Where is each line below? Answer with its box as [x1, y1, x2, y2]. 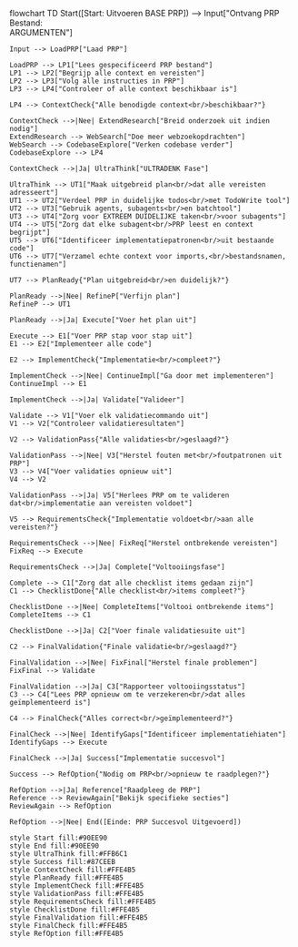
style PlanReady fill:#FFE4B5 [9, 873, 124, 882]
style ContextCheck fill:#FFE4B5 [9, 865, 136, 874]
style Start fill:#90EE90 [9, 833, 107, 842]
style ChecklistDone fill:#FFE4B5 [9, 905, 141, 914]
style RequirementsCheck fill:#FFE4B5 [9, 897, 156, 906]
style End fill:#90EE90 [9, 841, 100, 850]
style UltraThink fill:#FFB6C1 [9, 850, 128, 859]
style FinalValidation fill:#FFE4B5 [9, 913, 148, 922]
